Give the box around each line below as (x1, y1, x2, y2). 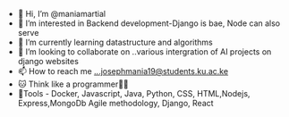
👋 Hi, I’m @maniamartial (17, 9, 106, 19)
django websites (17, 56, 79, 66)
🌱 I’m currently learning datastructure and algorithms (17, 37, 213, 47)
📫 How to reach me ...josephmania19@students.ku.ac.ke (17, 66, 229, 76)
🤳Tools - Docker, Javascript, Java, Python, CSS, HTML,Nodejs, (17, 88, 251, 98)
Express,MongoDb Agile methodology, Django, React (17, 98, 214, 108)
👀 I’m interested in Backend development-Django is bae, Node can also (17, 18, 280, 29)
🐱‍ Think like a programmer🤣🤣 (17, 79, 130, 89)
